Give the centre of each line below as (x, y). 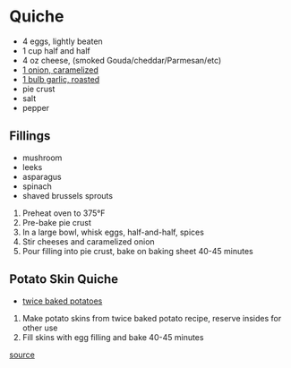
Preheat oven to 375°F (64, 213)
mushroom (42, 158)
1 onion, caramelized (60, 70)
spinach (37, 186)
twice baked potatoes (62, 301)
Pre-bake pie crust (56, 222)
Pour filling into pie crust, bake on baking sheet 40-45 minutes (137, 251)
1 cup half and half (56, 50)
